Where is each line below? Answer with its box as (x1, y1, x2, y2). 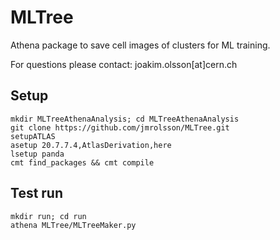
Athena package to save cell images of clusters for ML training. (10, 39, 271, 51)
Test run (10, 185, 64, 202)
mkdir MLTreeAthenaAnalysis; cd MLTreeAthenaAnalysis (10, 114, 240, 124)
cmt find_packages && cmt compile (10, 157, 155, 168)
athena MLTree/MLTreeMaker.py (10, 220, 137, 230)
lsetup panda (10, 149, 65, 159)
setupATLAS (10, 131, 56, 141)
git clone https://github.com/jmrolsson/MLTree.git (10, 122, 230, 133)
